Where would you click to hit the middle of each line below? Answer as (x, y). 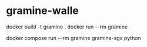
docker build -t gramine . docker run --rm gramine (67, 27)
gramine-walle (43, 11)
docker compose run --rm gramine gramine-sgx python (73, 38)
